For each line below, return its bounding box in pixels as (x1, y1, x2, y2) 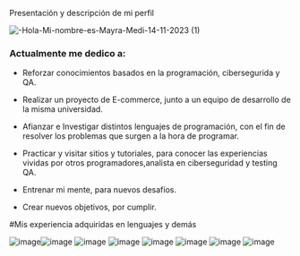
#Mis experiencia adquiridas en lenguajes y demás (9, 219, 197, 230)
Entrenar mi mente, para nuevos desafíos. (21, 184, 177, 195)
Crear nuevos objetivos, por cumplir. (21, 201, 157, 213)
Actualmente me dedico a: (9, 47, 126, 59)
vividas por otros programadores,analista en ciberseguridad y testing (21, 158, 278, 168)
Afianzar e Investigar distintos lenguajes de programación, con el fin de (21, 121, 287, 132)
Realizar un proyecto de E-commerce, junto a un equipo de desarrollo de (21, 94, 291, 106)
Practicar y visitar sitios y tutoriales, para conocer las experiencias (21, 148, 268, 159)
